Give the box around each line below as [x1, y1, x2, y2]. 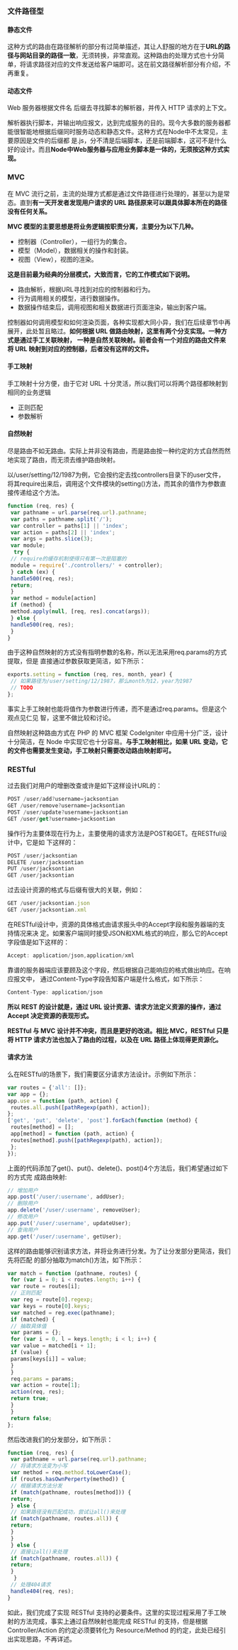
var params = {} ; [10, 1329, 62, 1336]
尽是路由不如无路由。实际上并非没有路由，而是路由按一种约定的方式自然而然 [7, 447, 231, 455]
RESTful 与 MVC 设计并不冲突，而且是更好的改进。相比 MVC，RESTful [7, 1026, 215, 1035]
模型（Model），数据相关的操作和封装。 [17, 246, 132, 255]
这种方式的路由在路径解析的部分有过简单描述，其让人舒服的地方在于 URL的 [7, 43, 225, 51]
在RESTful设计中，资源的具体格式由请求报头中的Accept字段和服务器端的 [7, 920, 220, 929]
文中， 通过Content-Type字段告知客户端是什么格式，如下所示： [19, 974, 205, 983]
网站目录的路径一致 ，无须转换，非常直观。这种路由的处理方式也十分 [19, 51, 218, 60]
